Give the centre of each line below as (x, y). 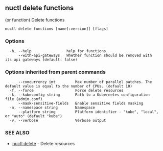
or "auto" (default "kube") (34, 116)
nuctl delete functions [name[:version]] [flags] (57, 29)
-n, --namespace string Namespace (52, 108)
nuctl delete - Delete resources (43, 143)
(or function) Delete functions (35, 20)
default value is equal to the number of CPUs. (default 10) (69, 86)
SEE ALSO (17, 133)
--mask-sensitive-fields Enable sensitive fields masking (81, 104)
